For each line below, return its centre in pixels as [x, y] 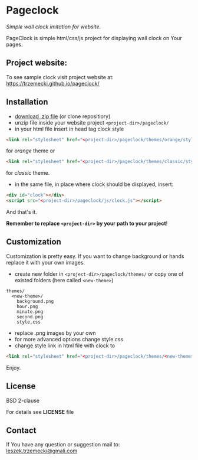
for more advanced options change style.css [69, 339]
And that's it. [22, 212]
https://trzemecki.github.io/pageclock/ [53, 83]
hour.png [27, 306]
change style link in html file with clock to [65, 345]
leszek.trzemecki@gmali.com [42, 451]
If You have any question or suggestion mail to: [63, 445]
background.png [35, 301]
